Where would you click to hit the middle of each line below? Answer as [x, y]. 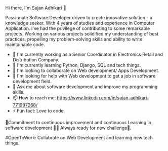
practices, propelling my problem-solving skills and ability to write [74, 39]
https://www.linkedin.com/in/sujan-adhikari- [103, 98]
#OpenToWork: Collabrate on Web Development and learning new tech [79, 138]
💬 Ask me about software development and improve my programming [85, 87]
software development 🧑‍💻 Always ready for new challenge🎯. [68, 128]
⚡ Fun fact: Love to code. [39, 111]
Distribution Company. [36, 60]
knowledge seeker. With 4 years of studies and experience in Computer [80, 23]
